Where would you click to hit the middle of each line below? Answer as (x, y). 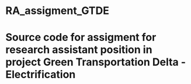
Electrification (41, 75)
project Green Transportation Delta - (96, 62)
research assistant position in (79, 50)
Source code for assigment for (81, 38)
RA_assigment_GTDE (57, 11)
